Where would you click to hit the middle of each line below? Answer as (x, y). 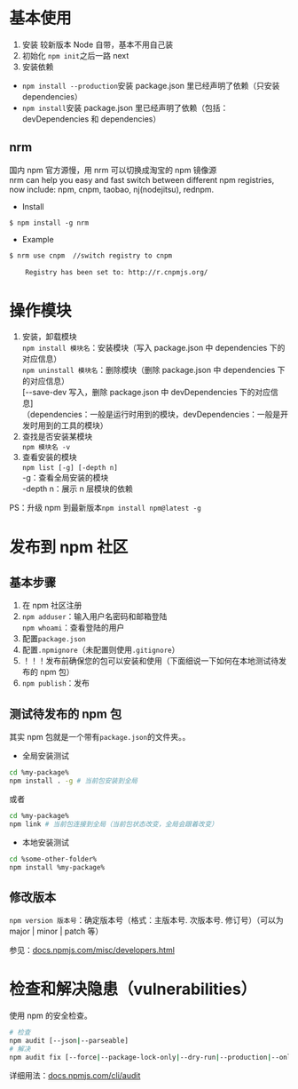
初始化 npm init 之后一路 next (75, 55)
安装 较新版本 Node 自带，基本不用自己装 (98, 44)
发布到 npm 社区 (69, 547)
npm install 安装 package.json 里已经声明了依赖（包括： (125, 107)
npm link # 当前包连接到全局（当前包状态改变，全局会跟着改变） (114, 824)
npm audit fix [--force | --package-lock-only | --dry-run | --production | (141, 1057)
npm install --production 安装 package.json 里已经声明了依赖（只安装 (151, 85)
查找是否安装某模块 (57, 437)
